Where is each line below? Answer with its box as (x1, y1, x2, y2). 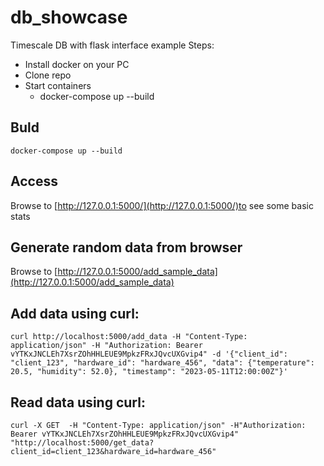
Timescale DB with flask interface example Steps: (10, 39, 215, 51)
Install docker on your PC (24, 58, 130, 70)
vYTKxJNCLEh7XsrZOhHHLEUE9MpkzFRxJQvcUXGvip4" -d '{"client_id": (10, 349, 288, 360)
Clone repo (24, 69, 72, 81)
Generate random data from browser (10, 239, 243, 256)
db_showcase (10, 6, 128, 29)
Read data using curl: (10, 394, 146, 411)
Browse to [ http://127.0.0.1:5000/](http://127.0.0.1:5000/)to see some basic (10, 199, 314, 211)
